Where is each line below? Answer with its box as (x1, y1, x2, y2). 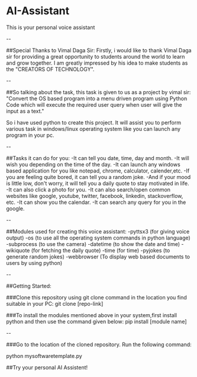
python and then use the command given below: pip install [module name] (6, 318, 187, 325)
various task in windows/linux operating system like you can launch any (6, 125, 181, 132)
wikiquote (6, 247, 30, 254)
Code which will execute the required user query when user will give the (6, 101, 182, 108)
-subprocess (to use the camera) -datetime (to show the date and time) (6, 240, 180, 247)
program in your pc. (6, 132, 54, 139)
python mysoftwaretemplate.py (6, 352, 83, 359)
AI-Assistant (6, 4, 70, 18)
